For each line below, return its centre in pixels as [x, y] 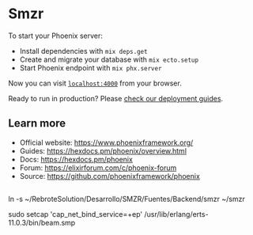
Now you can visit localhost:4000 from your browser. [95, 83]
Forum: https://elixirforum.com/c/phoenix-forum [98, 168]
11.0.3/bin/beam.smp [42, 223]
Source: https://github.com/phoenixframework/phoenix [110, 176]
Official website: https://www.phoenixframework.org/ [106, 142]
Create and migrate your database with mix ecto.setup [109, 59]
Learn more [37, 123]
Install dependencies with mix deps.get [83, 51]
